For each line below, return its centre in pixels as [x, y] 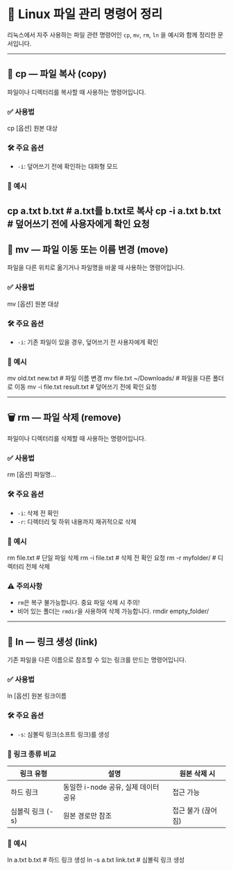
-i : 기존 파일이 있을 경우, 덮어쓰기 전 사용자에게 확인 [88, 342]
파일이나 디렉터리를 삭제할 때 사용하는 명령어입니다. [77, 439]
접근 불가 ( [188, 811]
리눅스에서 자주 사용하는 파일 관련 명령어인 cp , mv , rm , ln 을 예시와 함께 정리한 [112, 35]
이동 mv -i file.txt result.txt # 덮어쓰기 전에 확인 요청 [86, 387]
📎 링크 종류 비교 [32, 754]
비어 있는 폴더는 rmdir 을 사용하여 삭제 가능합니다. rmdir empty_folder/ [113, 611]
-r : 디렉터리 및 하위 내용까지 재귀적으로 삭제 [77, 521]
